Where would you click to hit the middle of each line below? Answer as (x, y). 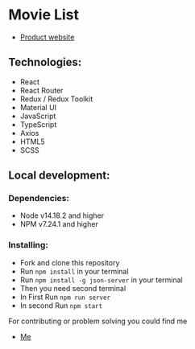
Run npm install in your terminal (74, 271)
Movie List (44, 15)
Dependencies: (39, 199)
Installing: (28, 245)
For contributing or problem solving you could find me (98, 321)
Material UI (38, 107)
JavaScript (38, 116)
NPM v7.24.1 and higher (59, 224)
